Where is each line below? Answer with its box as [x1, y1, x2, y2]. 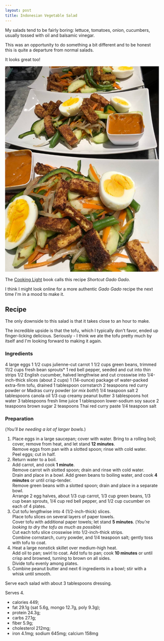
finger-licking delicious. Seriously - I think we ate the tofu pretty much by [5, 333, 152, 339]
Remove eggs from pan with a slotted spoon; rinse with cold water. [12, 446, 147, 452]
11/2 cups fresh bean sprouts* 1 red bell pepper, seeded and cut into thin [5, 367, 151, 373]
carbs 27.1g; [12, 615, 37, 620]
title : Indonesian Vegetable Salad [5, 13, 78, 18]
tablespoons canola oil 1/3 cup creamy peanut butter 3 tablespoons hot [5, 393, 148, 398]
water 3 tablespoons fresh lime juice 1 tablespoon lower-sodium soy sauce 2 [5, 398, 159, 403]
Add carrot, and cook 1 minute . [12, 462, 75, 467]
